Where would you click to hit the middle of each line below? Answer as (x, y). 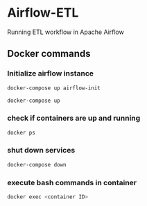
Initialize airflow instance (51, 74)
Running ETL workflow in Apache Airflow (66, 32)
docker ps (21, 132)
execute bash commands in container (72, 182)
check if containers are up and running (74, 118)
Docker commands (49, 54)
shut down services (41, 151)
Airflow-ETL (43, 13)
